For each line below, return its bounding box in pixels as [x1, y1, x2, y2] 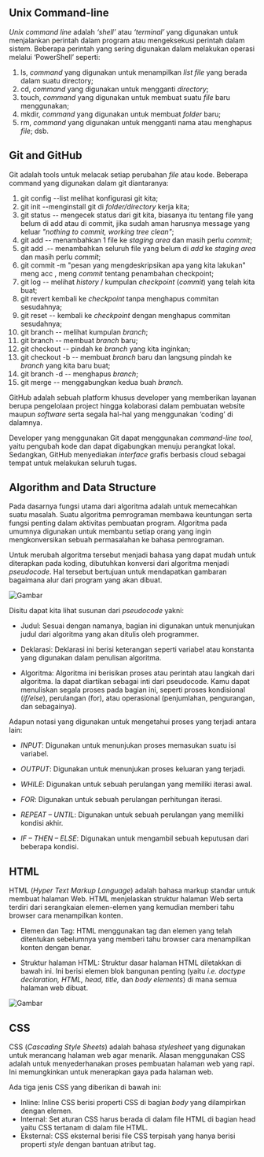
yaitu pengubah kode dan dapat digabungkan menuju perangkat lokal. [9, 441, 236, 451]
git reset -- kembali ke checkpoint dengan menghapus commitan [20, 310, 231, 320]
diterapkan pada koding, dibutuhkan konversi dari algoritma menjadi [9, 559, 229, 568]
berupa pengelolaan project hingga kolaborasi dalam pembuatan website [9, 401, 246, 410]
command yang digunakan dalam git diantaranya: [9, 178, 169, 187]
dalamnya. [9, 417, 42, 427]
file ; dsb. [20, 126, 49, 135]
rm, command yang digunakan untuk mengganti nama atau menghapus [20, 117, 252, 127]
